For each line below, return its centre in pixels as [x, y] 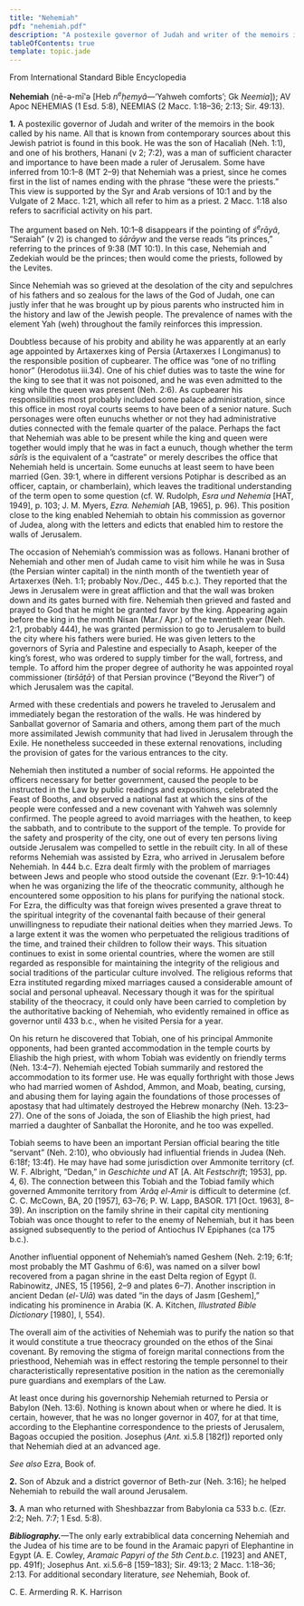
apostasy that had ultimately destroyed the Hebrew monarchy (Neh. [136, 1106]
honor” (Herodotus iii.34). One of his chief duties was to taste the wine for [147, 371]
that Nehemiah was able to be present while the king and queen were [139, 438]
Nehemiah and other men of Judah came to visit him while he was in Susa [147, 562]
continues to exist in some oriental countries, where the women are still [142, 954]
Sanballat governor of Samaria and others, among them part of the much [145, 724]
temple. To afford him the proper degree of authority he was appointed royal [152, 668]
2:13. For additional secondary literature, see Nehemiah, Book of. [130, 1574]
